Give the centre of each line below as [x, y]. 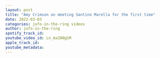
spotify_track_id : [25, 33]
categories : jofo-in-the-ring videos [45, 24]
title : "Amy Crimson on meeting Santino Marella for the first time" [81, 15]
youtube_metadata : [25, 47]
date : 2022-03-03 [24, 19]
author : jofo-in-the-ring [33, 29]
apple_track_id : [22, 43]
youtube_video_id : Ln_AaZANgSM [38, 38]
